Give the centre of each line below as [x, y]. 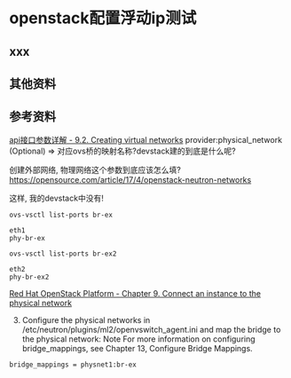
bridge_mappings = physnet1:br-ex [73, 365]
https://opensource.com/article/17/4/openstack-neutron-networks [130, 179]
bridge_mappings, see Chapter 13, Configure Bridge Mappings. [137, 348]
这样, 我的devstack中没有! [56, 198]
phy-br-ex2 [29, 277]
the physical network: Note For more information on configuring [138, 339]
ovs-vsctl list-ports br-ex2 [63, 254]
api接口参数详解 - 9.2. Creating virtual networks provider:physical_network [145, 139]
